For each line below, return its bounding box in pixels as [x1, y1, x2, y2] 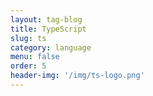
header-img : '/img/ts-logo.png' [10, 71, 145, 81]
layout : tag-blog [10, 14, 83, 25]
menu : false [10, 52, 60, 62]
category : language [10, 42, 92, 53]
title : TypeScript [10, 24, 87, 34]
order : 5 [10, 61, 47, 71]
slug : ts [10, 33, 47, 43]
